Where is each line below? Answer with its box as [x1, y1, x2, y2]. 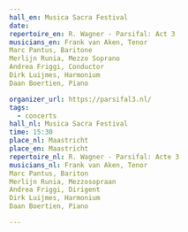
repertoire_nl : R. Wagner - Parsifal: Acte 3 [9, 152, 179, 161]
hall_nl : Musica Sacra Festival [9, 120, 128, 128]
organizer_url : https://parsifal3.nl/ [9, 95, 152, 104]
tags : [9, 103, 29, 112]
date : [9, 21, 29, 30]
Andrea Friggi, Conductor [9, 63, 104, 72]
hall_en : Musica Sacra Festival [9, 12, 128, 22]
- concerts [17, 112, 57, 120]
